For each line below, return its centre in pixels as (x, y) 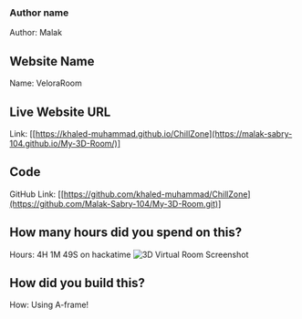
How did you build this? (78, 283)
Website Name (52, 61)
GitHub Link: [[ (37, 194)
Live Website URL (60, 112)
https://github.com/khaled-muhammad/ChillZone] (157, 194)
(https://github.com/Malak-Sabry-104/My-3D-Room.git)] (115, 203)
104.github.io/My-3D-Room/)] (65, 143)
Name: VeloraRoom (46, 83)
